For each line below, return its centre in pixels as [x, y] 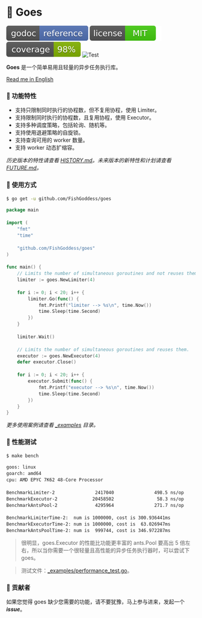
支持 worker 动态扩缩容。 [46, 148]
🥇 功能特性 [22, 95]
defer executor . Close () [47, 362]
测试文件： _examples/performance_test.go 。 [77, 571]
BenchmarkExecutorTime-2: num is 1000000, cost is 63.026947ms [88, 524]
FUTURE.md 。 [24, 168]
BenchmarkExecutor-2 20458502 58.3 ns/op [95, 499]
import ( [17, 223]
